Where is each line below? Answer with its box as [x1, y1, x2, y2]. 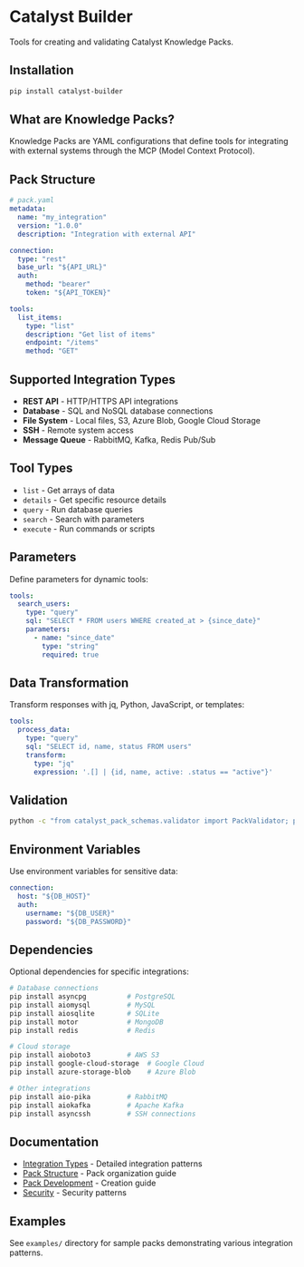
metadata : [9, 204, 47, 214]
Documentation [9, 1134, 100, 1149]
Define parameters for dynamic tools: [9, 573, 149, 584]
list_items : [17, 313, 63, 322]
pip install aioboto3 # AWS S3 [9, 1050, 160, 1060]
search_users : [17, 599, 71, 609]
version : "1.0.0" [17, 220, 83, 230]
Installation [9, 63, 74, 78]
